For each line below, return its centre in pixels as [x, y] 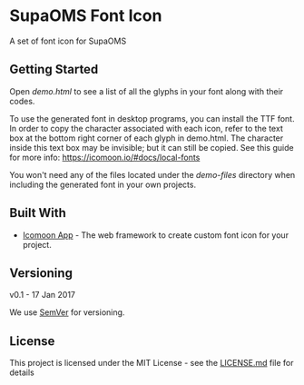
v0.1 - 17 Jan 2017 [42, 295]
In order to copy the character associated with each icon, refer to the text [146, 128]
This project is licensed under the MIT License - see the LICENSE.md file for [152, 363]
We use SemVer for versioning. [67, 312]
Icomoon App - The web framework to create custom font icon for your [155, 235]
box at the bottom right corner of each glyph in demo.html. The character [147, 138]
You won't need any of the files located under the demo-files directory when [152, 174]
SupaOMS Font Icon [86, 16]
